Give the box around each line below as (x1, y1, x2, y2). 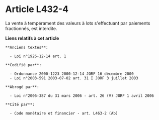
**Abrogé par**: (5, 84, 39, 89)
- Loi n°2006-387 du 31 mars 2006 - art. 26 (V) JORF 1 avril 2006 (10, 93, 154, 98)
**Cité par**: (5, 102, 35, 107)
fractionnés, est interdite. (5, 25, 57, 31)
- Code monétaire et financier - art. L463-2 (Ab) (10, 110, 118, 116)
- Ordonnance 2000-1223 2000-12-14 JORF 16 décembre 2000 (10, 71, 134, 76)
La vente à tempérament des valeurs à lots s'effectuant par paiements (5, 20, 150, 26)
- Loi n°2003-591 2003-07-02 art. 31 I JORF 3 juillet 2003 (10, 75, 138, 81)
